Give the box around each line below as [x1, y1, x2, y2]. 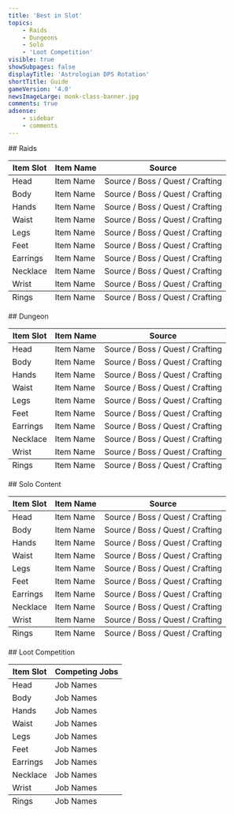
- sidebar [22, 115, 55, 122]
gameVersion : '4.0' [8, 85, 72, 93]
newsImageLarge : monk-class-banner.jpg [8, 92, 139, 100]
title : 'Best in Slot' [8, 11, 83, 20]
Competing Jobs [54, 665, 119, 676]
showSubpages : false [8, 63, 76, 71]
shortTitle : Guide [8, 77, 69, 85]
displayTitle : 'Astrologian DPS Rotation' [8, 70, 150, 78]
